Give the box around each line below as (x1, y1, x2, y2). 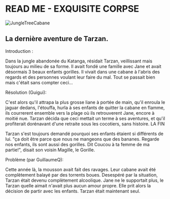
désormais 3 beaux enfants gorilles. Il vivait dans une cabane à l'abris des (5, 69, 160, 75)
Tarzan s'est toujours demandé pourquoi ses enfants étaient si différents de (5, 130, 164, 137)
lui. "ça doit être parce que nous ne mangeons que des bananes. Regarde (5, 136, 160, 142)
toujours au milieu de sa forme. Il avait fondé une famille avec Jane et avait (5, 63, 161, 69)
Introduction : (5, 48, 33, 54)
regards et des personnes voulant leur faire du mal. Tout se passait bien (5, 74, 156, 80)
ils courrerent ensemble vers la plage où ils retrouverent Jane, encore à (5, 110, 155, 116)
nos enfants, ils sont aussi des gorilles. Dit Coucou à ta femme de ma (5, 141, 150, 147)
